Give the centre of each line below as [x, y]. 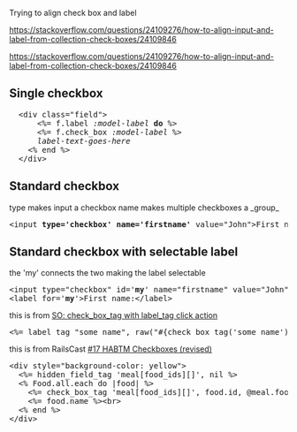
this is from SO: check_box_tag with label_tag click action [114, 315]
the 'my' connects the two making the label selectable [107, 273]
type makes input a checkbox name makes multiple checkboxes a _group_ [145, 208]
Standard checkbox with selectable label [124, 252]
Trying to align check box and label [73, 13]
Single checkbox [56, 93]
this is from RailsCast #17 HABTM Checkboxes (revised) [110, 349]
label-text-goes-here [84, 141]
